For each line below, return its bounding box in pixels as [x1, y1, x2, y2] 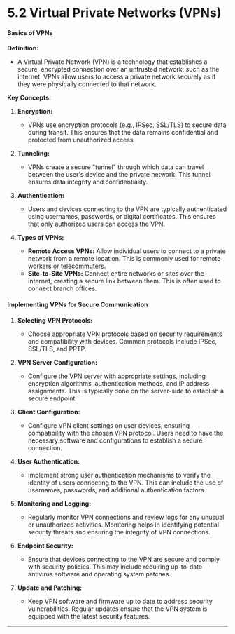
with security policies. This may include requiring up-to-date [27, 562, 203, 571]
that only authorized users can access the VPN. [27, 220, 166, 229]
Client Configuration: [17, 407, 80, 416]
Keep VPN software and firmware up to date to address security [27, 597, 213, 605]
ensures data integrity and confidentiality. [27, 177, 148, 187]
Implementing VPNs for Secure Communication [7, 300, 148, 309]
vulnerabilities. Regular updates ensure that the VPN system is [27, 605, 208, 613]
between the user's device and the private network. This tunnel [27, 170, 211, 179]
